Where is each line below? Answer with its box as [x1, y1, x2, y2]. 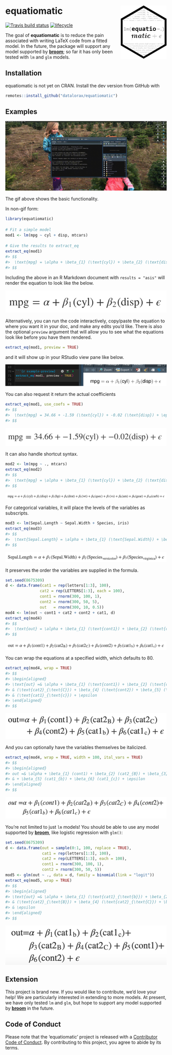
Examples [5, 107, 37, 116]
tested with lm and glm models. [5, 54, 70, 60]
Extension [5, 975, 38, 984]
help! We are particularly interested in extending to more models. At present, [5, 994, 166, 1000]
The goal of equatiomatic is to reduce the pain [5, 32, 104, 38]
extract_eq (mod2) [5, 467, 42, 472]
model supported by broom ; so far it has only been [5, 48, 113, 54]
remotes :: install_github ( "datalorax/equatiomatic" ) [5, 93, 118, 98]
